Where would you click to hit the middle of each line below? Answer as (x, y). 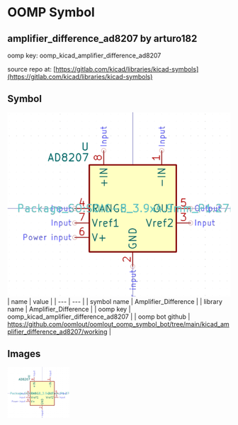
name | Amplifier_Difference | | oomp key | (69, 309)
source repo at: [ (32, 69)
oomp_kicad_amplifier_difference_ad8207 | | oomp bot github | (99, 317)
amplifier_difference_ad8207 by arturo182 (102, 39)
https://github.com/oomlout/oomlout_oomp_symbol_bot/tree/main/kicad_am (119, 324)
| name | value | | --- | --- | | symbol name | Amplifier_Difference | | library (115, 301)
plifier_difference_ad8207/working (57, 331)
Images (24, 354)
